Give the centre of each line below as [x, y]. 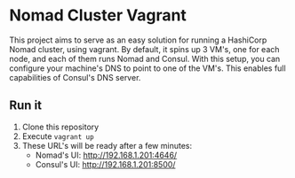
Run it [26, 106]
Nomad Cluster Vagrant [98, 15]
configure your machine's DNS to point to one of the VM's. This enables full [147, 68]
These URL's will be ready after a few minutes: [107, 145]
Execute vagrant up [58, 136]
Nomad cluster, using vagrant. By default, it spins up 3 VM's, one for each [144, 49]
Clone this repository [60, 127]
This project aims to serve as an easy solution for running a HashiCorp [138, 40]
